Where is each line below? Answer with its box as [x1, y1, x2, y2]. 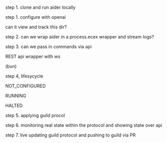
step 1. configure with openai [5, 14, 66, 20]
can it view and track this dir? [5, 24, 67, 30]
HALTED [5, 102, 23, 109]
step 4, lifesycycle [5, 73, 43, 79]
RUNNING [5, 93, 26, 98]
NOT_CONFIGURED [5, 83, 46, 89]
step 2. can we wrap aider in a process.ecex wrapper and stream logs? [5, 34, 154, 40]
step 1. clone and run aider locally [5, 5, 76, 10]
